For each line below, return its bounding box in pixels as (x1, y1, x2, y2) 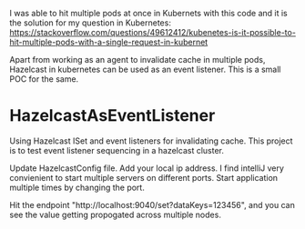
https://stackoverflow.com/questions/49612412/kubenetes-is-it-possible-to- (9, 27, 296, 37)
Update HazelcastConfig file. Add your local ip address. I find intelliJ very (9, 163, 285, 174)
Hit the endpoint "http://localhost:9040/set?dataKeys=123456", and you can (9, 199, 296, 210)
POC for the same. (9, 74, 79, 85)
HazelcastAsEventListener (9, 105, 216, 126)
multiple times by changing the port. (9, 182, 146, 193)
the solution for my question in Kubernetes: (9, 17, 171, 28)
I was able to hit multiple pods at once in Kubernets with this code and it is (9, 8, 289, 18)
